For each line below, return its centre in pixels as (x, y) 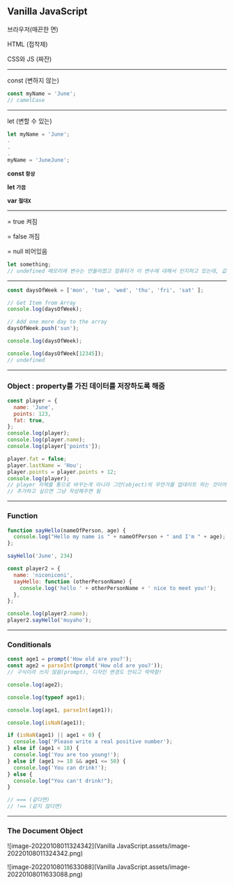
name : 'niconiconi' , (43, 575)
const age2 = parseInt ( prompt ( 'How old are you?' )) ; (85, 666)
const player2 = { (34, 569)
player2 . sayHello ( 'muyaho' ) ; (49, 620)
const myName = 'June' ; (42, 94)
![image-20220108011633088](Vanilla (61, 867)
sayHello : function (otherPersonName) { (73, 582)
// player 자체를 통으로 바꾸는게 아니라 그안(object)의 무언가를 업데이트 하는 (108, 485)
